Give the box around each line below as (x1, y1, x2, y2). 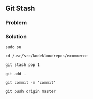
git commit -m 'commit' (5, 80, 56, 85)
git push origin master (5, 89, 56, 94)
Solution (5, 33, 27, 40)
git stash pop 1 (5, 62, 40, 68)
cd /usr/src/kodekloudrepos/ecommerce (5, 53, 88, 58)
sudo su (5, 44, 22, 50)
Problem (5, 19, 27, 26)
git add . (5, 71, 27, 76)
